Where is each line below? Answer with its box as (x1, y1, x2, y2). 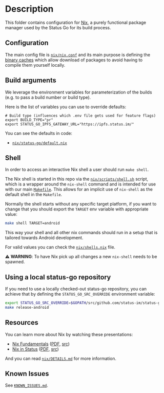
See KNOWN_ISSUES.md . (5, 382, 48, 388)
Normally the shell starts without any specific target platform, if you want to (5, 201, 157, 207)
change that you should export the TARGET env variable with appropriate (5, 206, 149, 212)
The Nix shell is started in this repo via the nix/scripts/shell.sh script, (5, 176, 148, 182)
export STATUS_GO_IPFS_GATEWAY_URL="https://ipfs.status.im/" (5, 122, 134, 127)
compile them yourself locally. (5, 62, 65, 68)
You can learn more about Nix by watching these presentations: (5, 331, 133, 337)
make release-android (5, 305, 49, 310)
